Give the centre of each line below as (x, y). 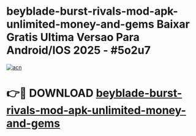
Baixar (173, 24)
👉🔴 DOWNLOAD (50, 93)
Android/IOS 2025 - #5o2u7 (79, 51)
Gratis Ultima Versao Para (73, 37)
